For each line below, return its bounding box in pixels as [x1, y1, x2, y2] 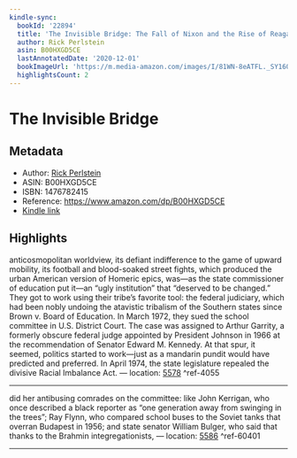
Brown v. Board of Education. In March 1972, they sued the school [9, 311, 249, 322]
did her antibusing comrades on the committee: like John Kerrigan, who [9, 392, 270, 403]
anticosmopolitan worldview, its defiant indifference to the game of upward [9, 254, 283, 265]
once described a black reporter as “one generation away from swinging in [9, 402, 282, 413]
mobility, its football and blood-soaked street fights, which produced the [9, 263, 272, 275]
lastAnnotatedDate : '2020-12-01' [17, 54, 141, 63]
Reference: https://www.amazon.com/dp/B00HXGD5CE [21, 196, 225, 206]
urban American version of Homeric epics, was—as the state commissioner [9, 273, 285, 283]
